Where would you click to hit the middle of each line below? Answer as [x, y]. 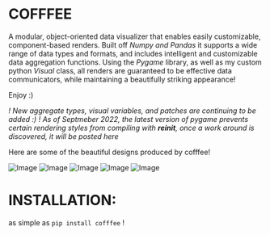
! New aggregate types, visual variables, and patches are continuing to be [132, 111]
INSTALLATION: [63, 201]
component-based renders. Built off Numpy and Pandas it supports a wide [133, 44]
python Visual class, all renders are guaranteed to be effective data [120, 70]
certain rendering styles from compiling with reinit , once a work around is [131, 128]
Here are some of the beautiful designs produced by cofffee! [110, 152]
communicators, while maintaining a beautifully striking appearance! [122, 79]
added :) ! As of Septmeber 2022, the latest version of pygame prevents [129, 119]
